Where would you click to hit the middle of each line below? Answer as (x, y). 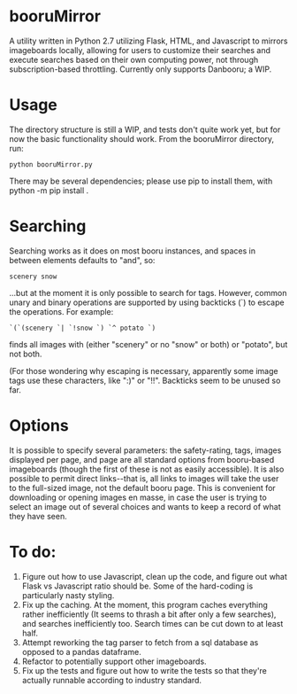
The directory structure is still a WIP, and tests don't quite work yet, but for (145, 129)
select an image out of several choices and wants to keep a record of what (145, 506)
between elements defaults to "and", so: (82, 260)
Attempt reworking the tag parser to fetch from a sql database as (140, 642)
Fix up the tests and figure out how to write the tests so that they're (145, 670)
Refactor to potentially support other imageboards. (114, 661)
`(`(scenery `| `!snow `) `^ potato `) (83, 328)
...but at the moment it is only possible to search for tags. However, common (148, 292)
